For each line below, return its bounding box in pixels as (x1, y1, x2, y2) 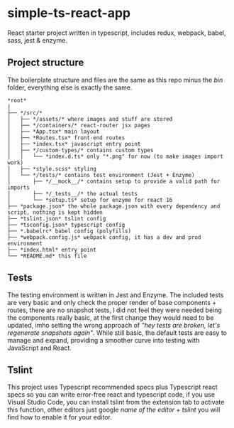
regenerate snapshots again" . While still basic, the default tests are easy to (7, 328, 228, 337)
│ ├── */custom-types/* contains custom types (7, 146, 154, 154)
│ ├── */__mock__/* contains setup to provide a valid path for (7, 178, 221, 185)
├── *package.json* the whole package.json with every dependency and (7, 203, 221, 210)
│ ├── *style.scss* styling (7, 165, 97, 172)
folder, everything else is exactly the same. (7, 83, 133, 92)
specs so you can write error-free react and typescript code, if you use (7, 390, 215, 399)
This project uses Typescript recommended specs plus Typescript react (7, 382, 218, 392)
